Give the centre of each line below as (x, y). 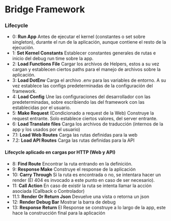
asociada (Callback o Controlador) (48, 191)
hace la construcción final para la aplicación (59, 213)
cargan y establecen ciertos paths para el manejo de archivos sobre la (86, 69)
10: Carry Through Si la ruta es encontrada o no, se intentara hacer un (87, 174)
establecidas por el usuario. (41, 108)
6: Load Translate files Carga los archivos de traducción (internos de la (88, 124)
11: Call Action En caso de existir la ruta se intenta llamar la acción (82, 186)
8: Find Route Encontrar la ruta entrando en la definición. (72, 163)
